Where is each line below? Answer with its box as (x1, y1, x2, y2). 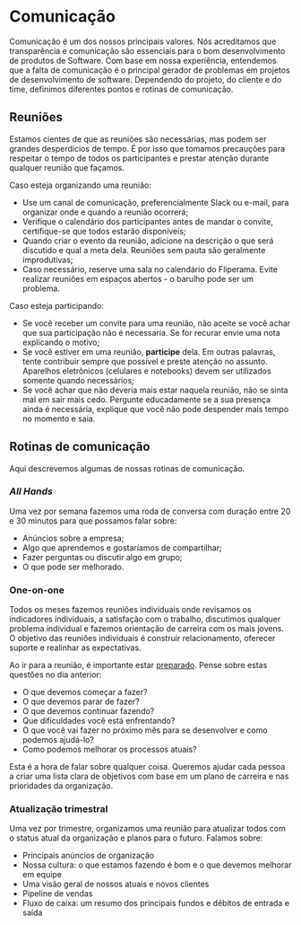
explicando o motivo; (21, 337, 100, 348)
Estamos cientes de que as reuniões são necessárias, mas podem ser (9, 133, 267, 145)
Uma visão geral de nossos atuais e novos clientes (21, 878, 210, 890)
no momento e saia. (21, 413, 96, 424)
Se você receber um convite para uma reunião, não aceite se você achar (21, 317, 291, 329)
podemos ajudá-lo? (21, 735, 94, 745)
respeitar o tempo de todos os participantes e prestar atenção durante (9, 153, 270, 163)
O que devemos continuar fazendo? (21, 706, 155, 717)
